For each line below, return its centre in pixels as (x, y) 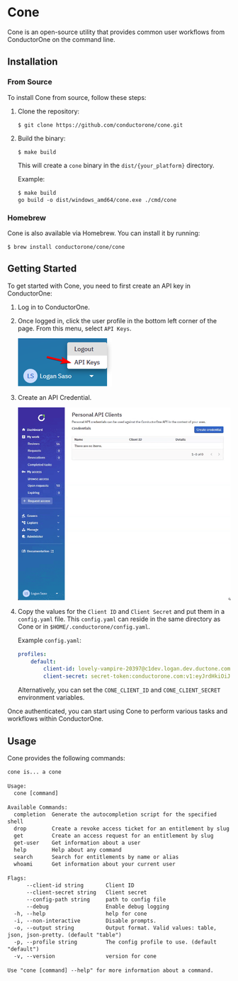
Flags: (17, 879)
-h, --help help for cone (80, 914)
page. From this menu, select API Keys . (75, 328)
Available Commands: (38, 808)
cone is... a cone (34, 772)
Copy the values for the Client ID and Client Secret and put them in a (121, 611)
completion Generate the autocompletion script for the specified (115, 815)
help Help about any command (68, 850)
